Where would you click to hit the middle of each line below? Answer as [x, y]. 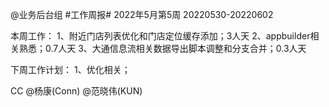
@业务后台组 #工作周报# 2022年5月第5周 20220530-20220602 [142, 14]
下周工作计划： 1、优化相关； [70, 69]
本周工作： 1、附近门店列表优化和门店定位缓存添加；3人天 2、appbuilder [160, 36]
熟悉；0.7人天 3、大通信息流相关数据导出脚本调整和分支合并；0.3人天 [162, 48]
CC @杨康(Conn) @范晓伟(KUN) [76, 91]
